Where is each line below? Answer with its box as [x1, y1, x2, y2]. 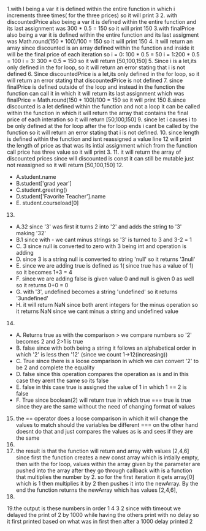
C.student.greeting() [15, 186, 67, 194]
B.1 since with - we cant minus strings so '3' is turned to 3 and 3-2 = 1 [15, 236, 192, 243]
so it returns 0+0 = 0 [15, 282, 69, 288]
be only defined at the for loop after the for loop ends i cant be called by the [7, 122, 199, 129]
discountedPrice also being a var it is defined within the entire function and [7, 18, 197, 25]
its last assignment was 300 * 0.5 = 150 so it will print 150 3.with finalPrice [7, 24, 195, 32]
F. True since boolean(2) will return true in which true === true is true [15, 396, 192, 404]
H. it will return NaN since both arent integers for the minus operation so [15, 301, 199, 308]
